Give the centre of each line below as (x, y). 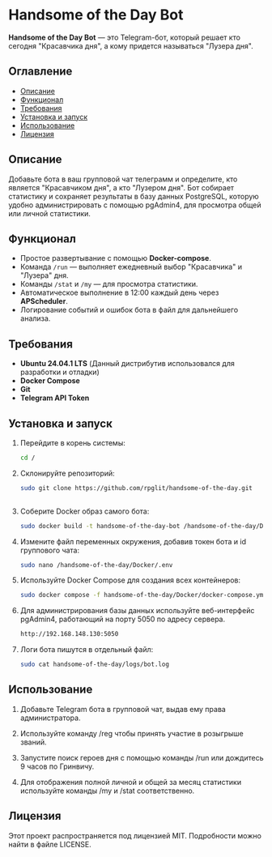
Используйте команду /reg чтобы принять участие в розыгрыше (132, 733)
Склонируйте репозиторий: (67, 473)
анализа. (35, 318)
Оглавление (40, 72)
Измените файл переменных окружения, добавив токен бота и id (133, 541)
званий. (33, 742)
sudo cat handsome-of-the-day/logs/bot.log (95, 665)
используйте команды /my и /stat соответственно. (107, 791)
